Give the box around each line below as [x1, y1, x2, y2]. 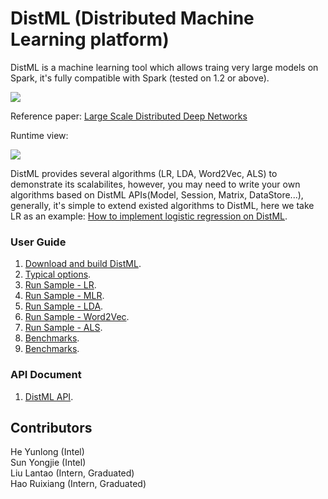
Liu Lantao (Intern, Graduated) [10, 467, 135, 479]
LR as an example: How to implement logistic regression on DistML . [10, 210, 288, 222]
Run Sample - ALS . [24, 322, 103, 334]
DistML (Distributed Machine [10, 7, 255, 30]
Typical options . [24, 268, 92, 281]
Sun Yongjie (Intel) [10, 457, 87, 469]
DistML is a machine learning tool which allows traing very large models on [10, 61, 319, 73]
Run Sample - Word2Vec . [24, 311, 130, 323]
